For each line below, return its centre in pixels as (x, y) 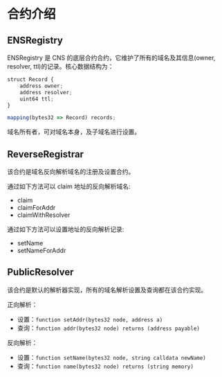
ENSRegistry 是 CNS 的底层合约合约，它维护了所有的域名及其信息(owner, (111, 58)
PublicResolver (40, 272)
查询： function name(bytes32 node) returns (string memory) (105, 366)
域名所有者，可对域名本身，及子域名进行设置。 (74, 132)
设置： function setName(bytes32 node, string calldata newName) (111, 357)
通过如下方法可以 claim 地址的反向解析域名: (69, 186)
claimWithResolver (44, 215)
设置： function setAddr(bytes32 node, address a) (90, 319)
